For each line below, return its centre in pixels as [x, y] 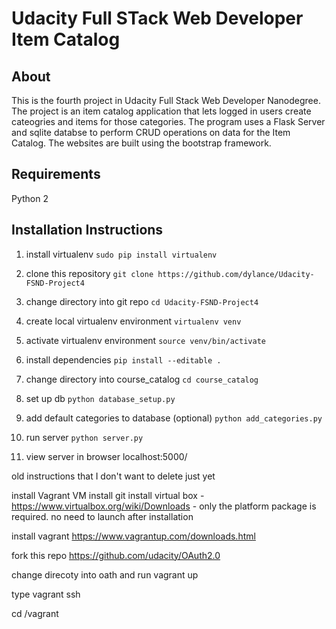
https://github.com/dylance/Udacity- [236, 274]
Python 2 [30, 198]
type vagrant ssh [46, 594]
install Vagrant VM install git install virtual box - [108, 495]
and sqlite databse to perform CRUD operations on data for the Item [151, 132]
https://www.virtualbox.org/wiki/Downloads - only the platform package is [164, 506]
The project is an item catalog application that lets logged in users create [161, 111]
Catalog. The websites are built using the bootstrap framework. [141, 143]
